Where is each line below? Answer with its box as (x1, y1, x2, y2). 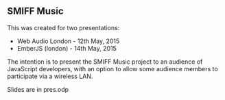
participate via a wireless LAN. (7, 72, 93, 80)
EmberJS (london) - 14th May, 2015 (16, 44, 117, 52)
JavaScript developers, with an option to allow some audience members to (7, 64, 218, 73)
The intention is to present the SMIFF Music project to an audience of (7, 58, 203, 66)
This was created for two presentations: (7, 23, 120, 32)
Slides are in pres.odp (7, 85, 69, 93)
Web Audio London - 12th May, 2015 (16, 37, 120, 45)
